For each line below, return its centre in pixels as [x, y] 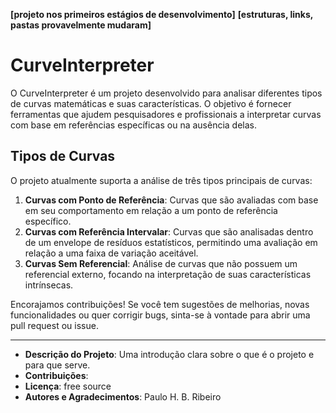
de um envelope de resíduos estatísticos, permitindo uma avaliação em [171, 242]
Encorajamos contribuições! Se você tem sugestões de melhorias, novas [160, 304]
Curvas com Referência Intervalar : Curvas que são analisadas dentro [169, 231]
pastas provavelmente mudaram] [81, 25]
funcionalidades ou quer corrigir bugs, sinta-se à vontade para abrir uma [160, 315]
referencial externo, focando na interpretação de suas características [168, 274]
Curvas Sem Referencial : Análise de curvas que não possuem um [161, 263]
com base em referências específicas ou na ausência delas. [134, 125]
